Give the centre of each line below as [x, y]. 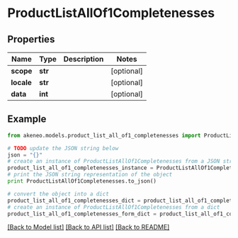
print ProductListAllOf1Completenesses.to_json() [82, 181]
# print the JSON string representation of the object [90, 175]
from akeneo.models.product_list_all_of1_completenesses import [104, 135]
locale [21, 83]
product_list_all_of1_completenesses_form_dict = [82, 214]
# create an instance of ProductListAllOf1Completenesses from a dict [114, 207]
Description [84, 59]
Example [27, 119]
